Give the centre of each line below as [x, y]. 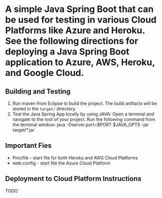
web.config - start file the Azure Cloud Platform [61, 163]
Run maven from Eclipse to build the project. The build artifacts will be [85, 103]
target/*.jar [23, 130]
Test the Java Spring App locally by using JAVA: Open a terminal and [83, 114]
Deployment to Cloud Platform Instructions [73, 179]
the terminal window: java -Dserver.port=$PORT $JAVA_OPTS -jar [80, 124]
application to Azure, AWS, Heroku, [80, 62]
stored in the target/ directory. [44, 109]
